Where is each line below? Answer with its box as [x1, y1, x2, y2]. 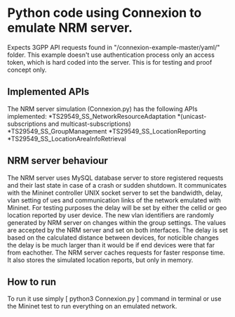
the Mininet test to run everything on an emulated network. [7, 302, 177, 311]
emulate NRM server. [7, 20, 133, 36]
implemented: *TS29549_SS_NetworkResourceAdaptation [7, 112, 176, 120]
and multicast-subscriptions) [48, 119, 131, 128]
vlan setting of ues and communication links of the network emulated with [7, 195, 221, 205]
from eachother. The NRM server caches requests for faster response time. [7, 248, 225, 257]
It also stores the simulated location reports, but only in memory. [7, 255, 194, 264]
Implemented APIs [7, 86, 90, 98]
